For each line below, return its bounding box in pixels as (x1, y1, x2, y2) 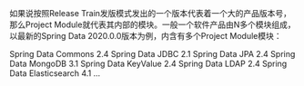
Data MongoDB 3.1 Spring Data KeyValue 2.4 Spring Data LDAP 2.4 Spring (9, 58, 288, 69)
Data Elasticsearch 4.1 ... (9, 68, 101, 79)
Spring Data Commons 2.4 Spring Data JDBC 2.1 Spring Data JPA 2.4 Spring (9, 49, 296, 59)
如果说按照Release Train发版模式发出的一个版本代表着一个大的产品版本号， (9, 8, 292, 18)
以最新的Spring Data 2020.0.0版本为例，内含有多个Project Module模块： (9, 31, 282, 41)
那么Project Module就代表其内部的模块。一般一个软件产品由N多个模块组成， (9, 19, 296, 30)
